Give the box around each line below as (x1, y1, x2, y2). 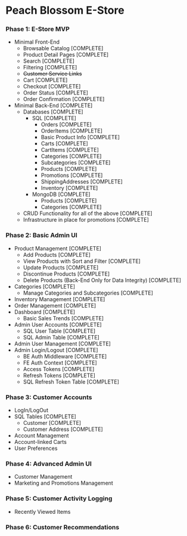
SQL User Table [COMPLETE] (23, 327, 96, 335)
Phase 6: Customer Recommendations (5, 523, 120, 531)
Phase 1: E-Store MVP (5, 25, 70, 33)
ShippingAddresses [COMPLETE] (40, 178, 123, 185)
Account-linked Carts (14, 439, 67, 446)
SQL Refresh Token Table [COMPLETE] (23, 378, 120, 385)
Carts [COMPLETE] (40, 140, 89, 147)
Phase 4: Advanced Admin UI (5, 460, 92, 468)
